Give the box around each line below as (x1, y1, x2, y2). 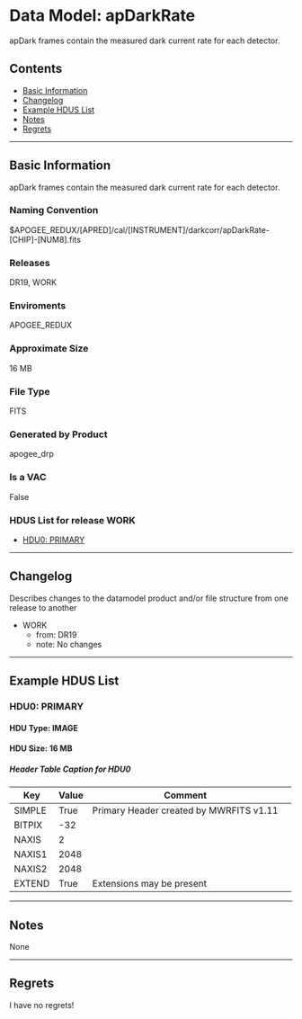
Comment (163, 789, 208, 801)
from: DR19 (35, 629, 77, 639)
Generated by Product (9, 428, 108, 441)
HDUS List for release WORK (9, 514, 137, 526)
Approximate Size (9, 343, 89, 355)
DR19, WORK (9, 277, 58, 288)
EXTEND (13, 878, 50, 890)
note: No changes (35, 639, 102, 649)
